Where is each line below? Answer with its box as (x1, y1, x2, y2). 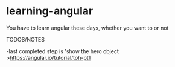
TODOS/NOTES (6, 36, 45, 43)
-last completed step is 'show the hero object (6, 47, 119, 55)
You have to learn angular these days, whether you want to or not (6, 24, 169, 31)
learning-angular (6, 4, 94, 18)
